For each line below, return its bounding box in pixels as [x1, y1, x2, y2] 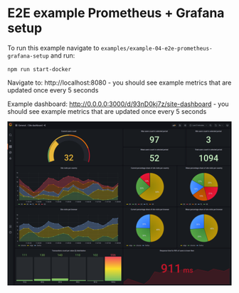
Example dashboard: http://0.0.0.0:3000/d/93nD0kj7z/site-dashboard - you [7, 100, 229, 108]
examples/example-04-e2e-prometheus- [100, 45, 213, 52]
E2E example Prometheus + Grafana [7, 5, 225, 21]
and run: [51, 51, 75, 60]
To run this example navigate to [7, 43, 100, 52]
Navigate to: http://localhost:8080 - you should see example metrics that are [7, 78, 232, 87]
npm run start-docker [7, 65, 72, 73]
